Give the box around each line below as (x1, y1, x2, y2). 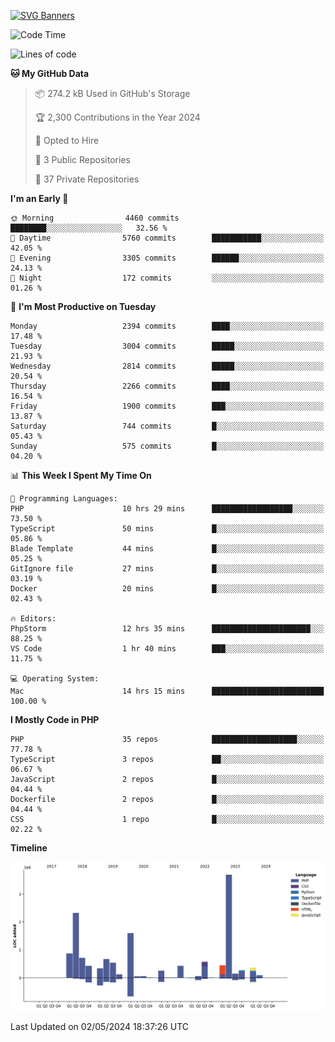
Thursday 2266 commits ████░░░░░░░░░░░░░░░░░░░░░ (10, 381, 325, 391)
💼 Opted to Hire (34, 135, 100, 146)
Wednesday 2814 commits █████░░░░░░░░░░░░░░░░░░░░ (10, 361, 325, 371)
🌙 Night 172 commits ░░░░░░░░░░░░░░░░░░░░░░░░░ (10, 273, 325, 283)
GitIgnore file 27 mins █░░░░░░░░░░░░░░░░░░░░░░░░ (10, 564, 325, 574)
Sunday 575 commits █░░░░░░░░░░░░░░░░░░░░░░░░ (10, 441, 325, 451)
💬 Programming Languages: (10, 494, 118, 504)
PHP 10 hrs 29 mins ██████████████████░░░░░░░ (10, 504, 325, 514)
